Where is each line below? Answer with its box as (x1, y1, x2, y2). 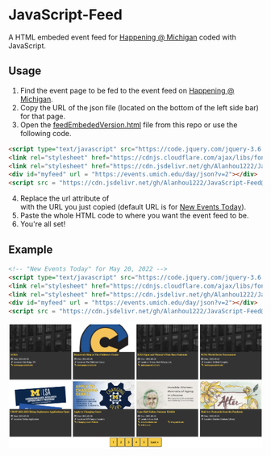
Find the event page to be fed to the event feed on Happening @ (19, 85, 235, 95)
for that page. (19, 111, 66, 121)
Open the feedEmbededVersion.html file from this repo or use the (19, 119, 238, 130)
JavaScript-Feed (8, 6, 123, 24)
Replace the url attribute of (19, 193, 110, 203)
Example (8, 243, 53, 256)
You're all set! (19, 219, 66, 229)
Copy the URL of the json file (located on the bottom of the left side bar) (19, 102, 260, 112)
